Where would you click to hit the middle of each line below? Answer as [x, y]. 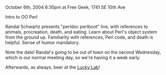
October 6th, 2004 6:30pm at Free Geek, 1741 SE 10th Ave [65, 7]
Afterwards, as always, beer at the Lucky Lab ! [53, 67]
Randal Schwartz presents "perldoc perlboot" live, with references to [77, 26]
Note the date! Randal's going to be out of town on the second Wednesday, [83, 52]
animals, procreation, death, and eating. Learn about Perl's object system [81, 32]
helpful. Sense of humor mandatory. [43, 42]
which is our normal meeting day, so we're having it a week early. [73, 57]
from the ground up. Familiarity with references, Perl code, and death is [79, 37]
